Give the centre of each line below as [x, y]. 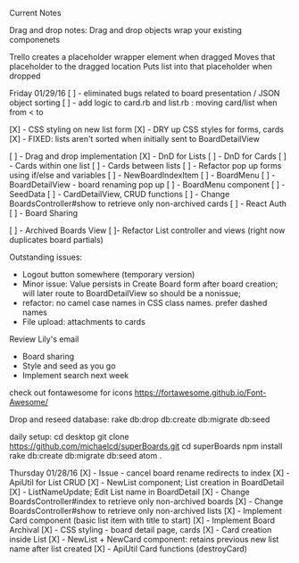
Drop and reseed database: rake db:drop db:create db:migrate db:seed [140, 419]
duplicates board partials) [57, 240]
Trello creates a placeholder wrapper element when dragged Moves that [142, 57]
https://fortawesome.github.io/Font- [200, 393]
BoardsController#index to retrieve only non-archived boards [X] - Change [146, 501]
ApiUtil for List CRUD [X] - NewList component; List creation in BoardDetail [147, 482]
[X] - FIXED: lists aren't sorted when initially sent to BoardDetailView [135, 139]
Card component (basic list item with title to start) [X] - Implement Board [142, 520]
